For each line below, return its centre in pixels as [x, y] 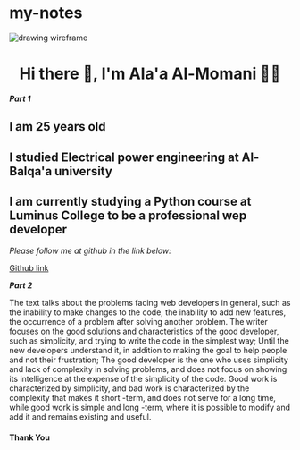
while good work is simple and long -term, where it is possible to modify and [150, 408]
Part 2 [21, 285]
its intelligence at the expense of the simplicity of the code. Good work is [143, 379]
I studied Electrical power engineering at [124, 157]
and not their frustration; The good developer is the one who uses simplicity [149, 360]
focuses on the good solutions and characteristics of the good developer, [144, 331]
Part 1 [20, 98]
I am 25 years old [58, 127]
